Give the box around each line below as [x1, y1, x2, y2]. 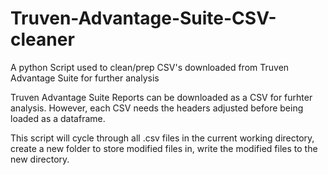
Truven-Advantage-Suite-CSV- [10, 7, 277, 30]
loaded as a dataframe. [10, 112, 106, 124]
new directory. [10, 153, 70, 165]
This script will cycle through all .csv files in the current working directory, [10, 132, 315, 144]
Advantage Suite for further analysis [10, 72, 160, 84]
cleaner [10, 28, 75, 51]
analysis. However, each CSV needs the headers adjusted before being [10, 102, 304, 114]
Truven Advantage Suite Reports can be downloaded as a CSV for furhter [10, 91, 313, 103]
